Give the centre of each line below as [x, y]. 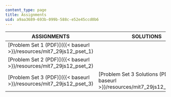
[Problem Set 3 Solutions [128, 74]
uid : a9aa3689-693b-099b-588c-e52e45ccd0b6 [52, 19]
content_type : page [26, 10]
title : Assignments [26, 15]
